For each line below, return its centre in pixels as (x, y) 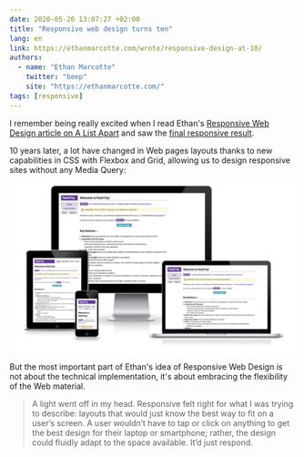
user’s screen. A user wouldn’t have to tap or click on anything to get (161, 422)
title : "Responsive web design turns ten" (91, 29)
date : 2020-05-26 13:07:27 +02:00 (75, 19)
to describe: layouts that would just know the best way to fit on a (153, 413)
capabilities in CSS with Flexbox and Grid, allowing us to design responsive (150, 160)
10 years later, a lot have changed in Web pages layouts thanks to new (141, 150)
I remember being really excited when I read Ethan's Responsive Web (140, 123)
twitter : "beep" (57, 77)
